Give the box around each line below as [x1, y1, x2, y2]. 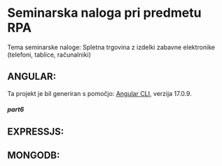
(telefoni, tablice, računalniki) [7, 50, 91, 59]
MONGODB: [7, 149, 60, 162]
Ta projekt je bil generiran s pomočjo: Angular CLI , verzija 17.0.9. [7, 89, 193, 97]
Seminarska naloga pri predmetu [7, 5, 202, 21]
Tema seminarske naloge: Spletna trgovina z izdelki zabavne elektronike [7, 43, 216, 51]
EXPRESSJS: [7, 125, 64, 137]
